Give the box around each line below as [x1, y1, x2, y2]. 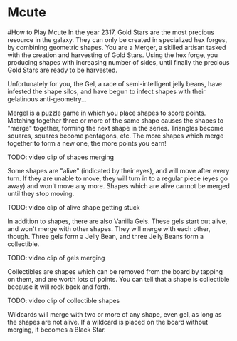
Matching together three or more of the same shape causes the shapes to [7, 116, 224, 125]
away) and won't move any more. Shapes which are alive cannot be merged [7, 181, 230, 190]
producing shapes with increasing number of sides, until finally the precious [7, 58, 230, 66]
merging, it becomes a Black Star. [7, 325, 106, 334]
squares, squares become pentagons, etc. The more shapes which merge [7, 131, 224, 140]
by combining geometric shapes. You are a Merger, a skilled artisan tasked [7, 43, 226, 51]
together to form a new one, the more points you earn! [7, 138, 167, 147]
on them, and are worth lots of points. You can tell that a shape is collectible [7, 275, 230, 283]
